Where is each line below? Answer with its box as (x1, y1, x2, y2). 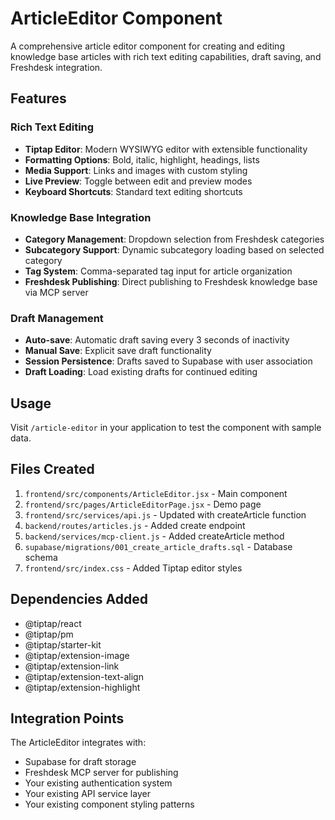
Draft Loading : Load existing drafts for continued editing (24, 366, 258, 378)
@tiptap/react (24, 617, 82, 629)
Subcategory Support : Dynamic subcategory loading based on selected (24, 243, 325, 256)
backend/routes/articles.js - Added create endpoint (24, 519, 246, 531)
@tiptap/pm (24, 628, 74, 640)
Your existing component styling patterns (24, 798, 195, 811)
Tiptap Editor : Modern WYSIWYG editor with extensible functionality (24, 143, 308, 155)
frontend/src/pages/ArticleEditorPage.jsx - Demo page (24, 498, 262, 510)
